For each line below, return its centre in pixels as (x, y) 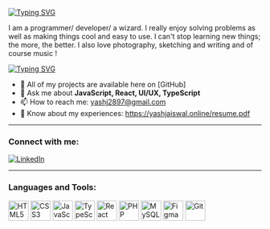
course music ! (33, 53)
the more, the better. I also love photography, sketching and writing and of (131, 45)
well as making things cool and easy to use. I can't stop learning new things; (135, 36)
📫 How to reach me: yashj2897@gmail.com (93, 102)
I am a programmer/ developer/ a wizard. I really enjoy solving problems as (132, 28)
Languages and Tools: (52, 187)
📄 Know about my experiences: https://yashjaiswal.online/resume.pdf (135, 113)
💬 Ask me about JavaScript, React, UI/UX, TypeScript (110, 93)
